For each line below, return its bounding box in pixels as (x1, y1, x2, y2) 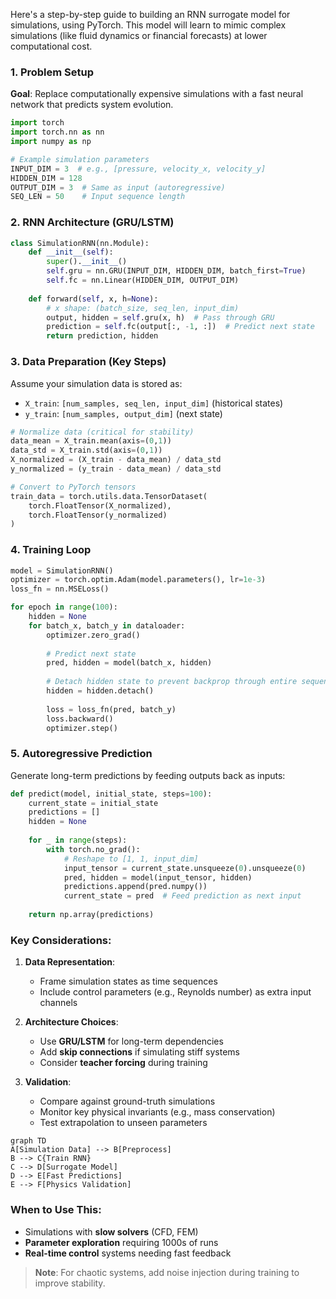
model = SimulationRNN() (10, 565, 114, 576)
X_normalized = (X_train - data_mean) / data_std (10, 455, 222, 465)
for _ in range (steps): (28, 835, 128, 846)
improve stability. (34, 1277, 106, 1289)
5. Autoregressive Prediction (10, 747, 153, 761)
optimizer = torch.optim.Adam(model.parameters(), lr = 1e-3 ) (10, 575, 267, 585)
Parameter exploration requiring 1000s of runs (24, 1236, 219, 1248)
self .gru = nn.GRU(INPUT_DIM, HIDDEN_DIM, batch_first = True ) (46, 266, 307, 276)
